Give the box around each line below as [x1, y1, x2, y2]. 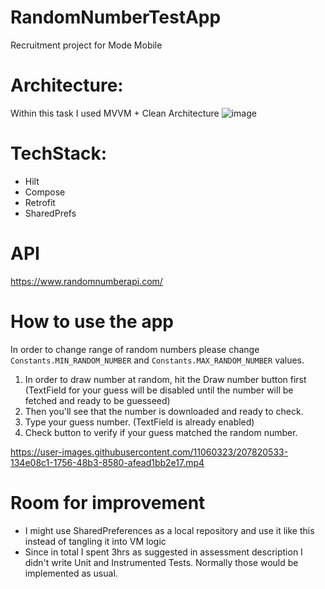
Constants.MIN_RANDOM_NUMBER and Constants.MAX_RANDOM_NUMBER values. [10, 354, 305, 366]
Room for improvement [10, 491, 206, 514]
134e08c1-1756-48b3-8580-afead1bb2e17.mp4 [10, 456, 205, 468]
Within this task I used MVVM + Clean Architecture [10, 107, 220, 119]
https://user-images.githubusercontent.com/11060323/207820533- [10, 446, 289, 458]
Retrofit [24, 196, 56, 208]
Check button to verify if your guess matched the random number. [24, 426, 298, 438]
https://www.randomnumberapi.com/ [10, 275, 163, 287]
